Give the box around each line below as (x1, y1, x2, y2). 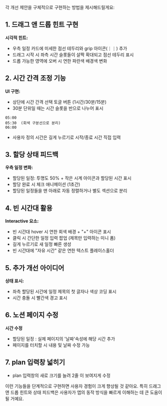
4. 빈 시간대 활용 (5, 204, 52, 212)
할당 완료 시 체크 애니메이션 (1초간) (12, 181, 80, 187)
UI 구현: (5, 88, 20, 94)
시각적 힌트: (5, 35, 28, 41)
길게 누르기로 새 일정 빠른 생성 (12, 241, 71, 247)
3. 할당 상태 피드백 (5, 150, 58, 159)
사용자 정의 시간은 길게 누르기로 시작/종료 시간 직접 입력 (12, 134, 121, 140)
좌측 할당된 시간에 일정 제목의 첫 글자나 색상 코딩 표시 (12, 289, 116, 295)
